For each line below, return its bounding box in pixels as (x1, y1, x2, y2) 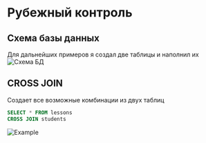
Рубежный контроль (7, 5, 133, 21)
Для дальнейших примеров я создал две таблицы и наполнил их (7, 50, 199, 58)
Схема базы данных (7, 32, 100, 44)
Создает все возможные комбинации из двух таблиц (7, 96, 165, 104)
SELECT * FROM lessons (7, 109, 73, 116)
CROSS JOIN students (7, 115, 67, 122)
